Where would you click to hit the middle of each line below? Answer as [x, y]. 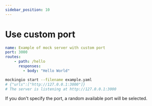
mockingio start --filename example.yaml [49, 80]
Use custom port [40, 34]
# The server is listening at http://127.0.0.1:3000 [61, 89]
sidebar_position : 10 [28, 10]
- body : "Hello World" [46, 71]
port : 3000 [16, 52]
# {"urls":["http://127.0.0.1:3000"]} [45, 84]
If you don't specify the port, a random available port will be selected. [76, 99]
